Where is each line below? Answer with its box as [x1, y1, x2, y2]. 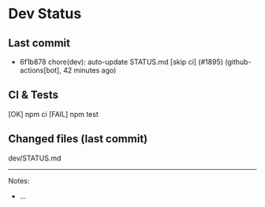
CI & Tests [8, 88, 59, 102]
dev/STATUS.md [8, 153, 62, 163]
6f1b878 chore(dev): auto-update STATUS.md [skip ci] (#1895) [19, 57, 223, 66]
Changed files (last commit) [8, 132, 148, 146]
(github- [224, 57, 252, 66]
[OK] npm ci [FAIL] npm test [8, 109, 99, 119]
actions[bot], [19, 66, 62, 75]
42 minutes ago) [62, 66, 117, 75]
